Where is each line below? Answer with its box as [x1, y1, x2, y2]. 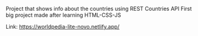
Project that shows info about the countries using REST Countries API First [5, 5, 192, 12]
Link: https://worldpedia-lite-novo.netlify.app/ [5, 23, 120, 30]
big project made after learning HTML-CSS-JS [5, 11, 121, 19]
